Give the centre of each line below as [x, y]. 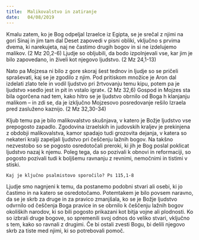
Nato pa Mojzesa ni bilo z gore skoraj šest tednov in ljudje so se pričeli [92, 71]
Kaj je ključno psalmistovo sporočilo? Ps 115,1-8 [70, 175]
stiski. [13, 165]
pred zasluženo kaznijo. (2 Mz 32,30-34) [56, 109]
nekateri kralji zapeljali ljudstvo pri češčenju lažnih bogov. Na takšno [90, 139]
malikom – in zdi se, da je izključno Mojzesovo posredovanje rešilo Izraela [96, 102]
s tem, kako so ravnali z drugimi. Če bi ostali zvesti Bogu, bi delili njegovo [96, 224]
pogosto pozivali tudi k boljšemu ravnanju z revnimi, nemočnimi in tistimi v [97, 158]
